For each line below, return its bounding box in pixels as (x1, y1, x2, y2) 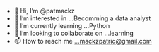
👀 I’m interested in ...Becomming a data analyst (13, 14, 151, 22)
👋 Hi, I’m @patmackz (13, 7, 76, 15)
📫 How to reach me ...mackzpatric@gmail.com (13, 37, 152, 45)
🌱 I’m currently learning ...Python (13, 22, 110, 30)
